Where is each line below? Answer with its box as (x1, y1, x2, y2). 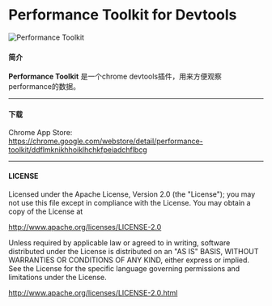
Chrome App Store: (8, 128, 73, 138)
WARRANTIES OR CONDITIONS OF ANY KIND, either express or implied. (8, 255, 249, 265)
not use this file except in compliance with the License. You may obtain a (8, 198, 251, 207)
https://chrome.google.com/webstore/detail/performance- (8, 136, 204, 147)
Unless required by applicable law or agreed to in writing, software (8, 237, 231, 248)
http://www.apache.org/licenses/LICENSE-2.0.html (8, 287, 178, 297)
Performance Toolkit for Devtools (8, 6, 237, 24)
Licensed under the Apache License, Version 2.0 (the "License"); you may (8, 189, 256, 199)
